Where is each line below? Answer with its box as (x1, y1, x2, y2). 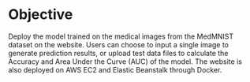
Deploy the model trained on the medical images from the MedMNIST (8, 32, 234, 41)
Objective (8, 6, 73, 24)
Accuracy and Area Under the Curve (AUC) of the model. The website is (8, 57, 243, 66)
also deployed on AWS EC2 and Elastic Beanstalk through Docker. (8, 65, 222, 74)
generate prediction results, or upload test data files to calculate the (8, 48, 229, 58)
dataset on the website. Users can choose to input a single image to (8, 39, 229, 49)
